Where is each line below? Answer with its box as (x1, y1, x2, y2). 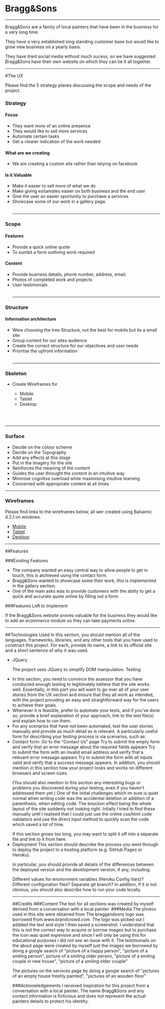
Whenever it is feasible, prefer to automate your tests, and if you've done (12, 707, 160, 713)
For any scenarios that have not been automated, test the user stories (12, 723, 153, 729)
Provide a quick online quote (12, 244, 70, 250)
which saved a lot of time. (12, 821, 65, 827)
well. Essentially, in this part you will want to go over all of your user (12, 686, 149, 692)
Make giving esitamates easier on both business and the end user (12, 188, 146, 194)
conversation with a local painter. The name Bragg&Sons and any (12, 987, 144, 994)
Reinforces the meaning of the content (12, 465, 90, 471)
